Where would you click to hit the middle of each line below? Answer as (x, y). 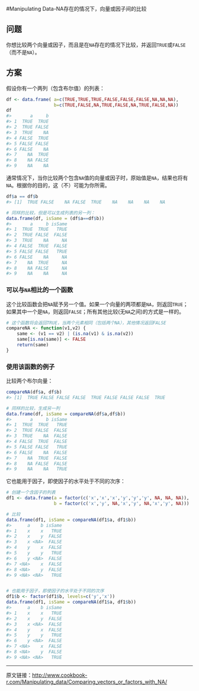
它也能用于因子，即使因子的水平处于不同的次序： (66, 481)
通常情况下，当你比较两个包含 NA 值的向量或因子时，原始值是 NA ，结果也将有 (97, 178)
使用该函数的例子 (31, 366)
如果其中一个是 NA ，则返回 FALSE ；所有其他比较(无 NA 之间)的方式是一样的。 (95, 312)
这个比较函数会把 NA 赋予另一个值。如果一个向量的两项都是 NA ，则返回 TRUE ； (97, 304)
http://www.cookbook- (60, 675)
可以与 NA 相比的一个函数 (40, 290)
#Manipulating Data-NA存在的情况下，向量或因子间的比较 (76, 9)
